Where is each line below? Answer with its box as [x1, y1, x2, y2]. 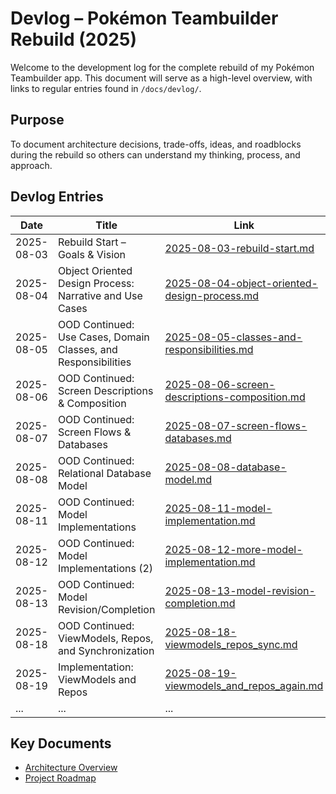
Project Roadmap [24, 772, 97, 784]
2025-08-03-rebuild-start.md [164, 241, 315, 255]
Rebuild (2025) [10, 28, 137, 51]
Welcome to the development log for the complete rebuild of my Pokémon [10, 61, 315, 73]
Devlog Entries [10, 188, 104, 206]
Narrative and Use [57, 288, 143, 302]
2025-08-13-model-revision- [164, 583, 316, 597]
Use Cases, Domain [57, 330, 150, 344]
